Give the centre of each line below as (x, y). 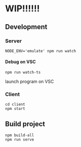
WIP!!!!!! (22, 9)
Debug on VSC (20, 62)
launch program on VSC (30, 81)
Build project (25, 124)
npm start (15, 109)
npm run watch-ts (23, 73)
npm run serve (20, 140)
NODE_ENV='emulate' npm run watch (41, 51)
